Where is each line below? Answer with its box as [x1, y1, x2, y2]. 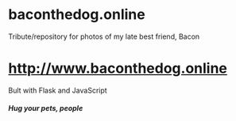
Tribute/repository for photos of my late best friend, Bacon [8, 32, 200, 41]
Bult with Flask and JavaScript [8, 85, 107, 95]
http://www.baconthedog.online [8, 59, 228, 78]
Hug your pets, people [8, 104, 83, 113]
